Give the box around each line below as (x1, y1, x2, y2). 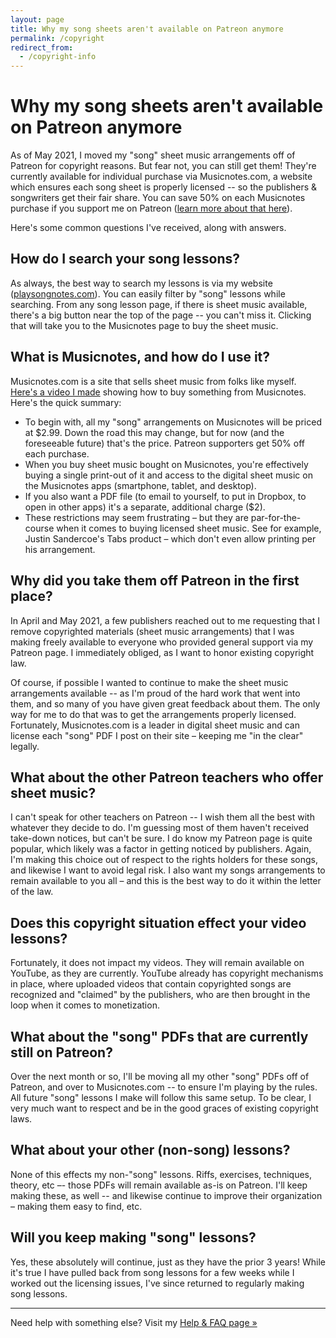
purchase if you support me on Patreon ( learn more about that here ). (10, 202, 293, 215)
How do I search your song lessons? (10, 251, 241, 268)
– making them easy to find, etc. (10, 1200, 143, 1212)
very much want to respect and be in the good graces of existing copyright (10, 1102, 319, 1114)
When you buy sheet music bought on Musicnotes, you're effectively (24, 458, 309, 470)
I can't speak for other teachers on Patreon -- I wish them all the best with (10, 811, 315, 823)
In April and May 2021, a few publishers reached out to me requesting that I (10, 614, 320, 626)
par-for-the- (250, 511, 302, 523)
